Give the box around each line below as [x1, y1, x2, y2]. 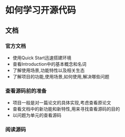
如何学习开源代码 [5, 5, 77, 16]
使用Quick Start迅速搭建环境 [12, 55, 72, 61]
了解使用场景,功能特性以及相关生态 [12, 67, 85, 73]
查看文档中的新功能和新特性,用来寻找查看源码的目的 [12, 106, 120, 112]
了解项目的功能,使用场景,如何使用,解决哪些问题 [12, 73, 109, 79]
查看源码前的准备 [5, 87, 47, 94]
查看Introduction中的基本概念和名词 [12, 61, 87, 67]
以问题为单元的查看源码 [12, 112, 61, 118]
